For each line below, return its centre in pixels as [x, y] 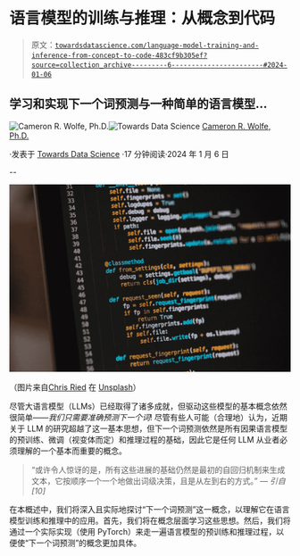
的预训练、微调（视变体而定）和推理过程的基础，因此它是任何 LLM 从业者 [145, 439]
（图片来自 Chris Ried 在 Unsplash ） [75, 387]
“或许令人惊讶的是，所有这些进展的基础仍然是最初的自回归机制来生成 [158, 469]
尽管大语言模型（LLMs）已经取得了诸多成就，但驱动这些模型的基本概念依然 [148, 406]
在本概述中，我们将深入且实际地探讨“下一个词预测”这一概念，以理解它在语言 [150, 509]
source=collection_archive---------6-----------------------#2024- [159, 65]
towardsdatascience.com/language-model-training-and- [157, 46]
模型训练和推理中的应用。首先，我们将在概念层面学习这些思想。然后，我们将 [150, 520]
